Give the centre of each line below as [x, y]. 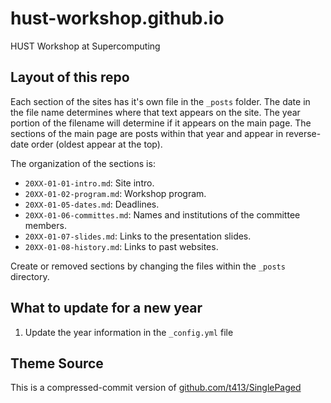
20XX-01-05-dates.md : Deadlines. [92, 204]
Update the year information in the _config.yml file [129, 332]
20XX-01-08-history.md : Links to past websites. [121, 246]
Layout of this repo [70, 77]
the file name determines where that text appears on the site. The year [155, 112]
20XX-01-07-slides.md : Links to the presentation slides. [138, 236]
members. [45, 225]
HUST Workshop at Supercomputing [85, 46]
